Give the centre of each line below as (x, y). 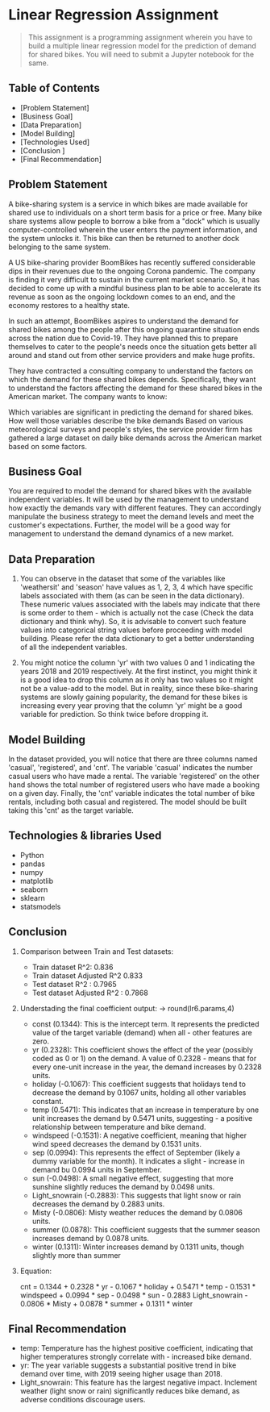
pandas (33, 864)
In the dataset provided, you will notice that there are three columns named (133, 759)
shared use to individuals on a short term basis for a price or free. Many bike (135, 212)
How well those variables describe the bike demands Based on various (126, 420)
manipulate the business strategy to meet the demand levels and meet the (131, 517)
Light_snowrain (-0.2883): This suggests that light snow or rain (137, 1195)
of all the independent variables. (73, 648)
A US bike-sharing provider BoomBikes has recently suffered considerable (132, 262)
